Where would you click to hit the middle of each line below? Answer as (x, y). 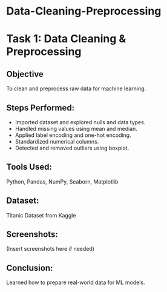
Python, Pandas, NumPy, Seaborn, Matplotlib (62, 181)
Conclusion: (30, 268)
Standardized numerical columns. (57, 141)
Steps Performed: (41, 108)
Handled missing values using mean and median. (76, 129)
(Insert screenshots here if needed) (51, 249)
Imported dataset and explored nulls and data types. (80, 122)
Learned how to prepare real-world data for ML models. (76, 282)
